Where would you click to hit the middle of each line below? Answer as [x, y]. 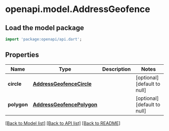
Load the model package [45, 28]
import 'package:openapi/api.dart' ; [44, 39]
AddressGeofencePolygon [65, 104]
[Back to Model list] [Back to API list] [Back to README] [63, 123]
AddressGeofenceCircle [62, 84]
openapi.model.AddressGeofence [78, 9]
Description [116, 69]
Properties [22, 55]
